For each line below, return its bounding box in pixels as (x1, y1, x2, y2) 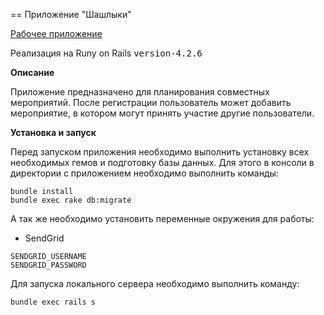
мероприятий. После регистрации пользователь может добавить (10, 97, 292, 108)
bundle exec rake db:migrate (10, 195, 132, 205)
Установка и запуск (10, 127, 97, 138)
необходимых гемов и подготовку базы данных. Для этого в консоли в (10, 157, 315, 168)
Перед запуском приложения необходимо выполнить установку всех (10, 146, 310, 158)
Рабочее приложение (10, 28, 103, 39)
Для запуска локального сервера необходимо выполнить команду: (10, 278, 300, 289)
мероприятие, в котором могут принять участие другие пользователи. (10, 107, 315, 119)
